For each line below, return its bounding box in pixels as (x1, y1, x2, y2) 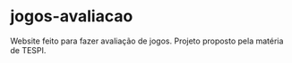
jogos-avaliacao (10, 6, 133, 27)
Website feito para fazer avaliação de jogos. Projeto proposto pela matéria (10, 35, 284, 46)
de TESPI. (10, 44, 47, 55)
